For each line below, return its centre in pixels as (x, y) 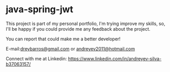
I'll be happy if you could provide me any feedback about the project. (78, 29)
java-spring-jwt (39, 9)
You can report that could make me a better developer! (63, 39)
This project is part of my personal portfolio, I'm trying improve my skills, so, (86, 23)
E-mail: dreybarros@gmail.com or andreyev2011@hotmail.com (70, 49)
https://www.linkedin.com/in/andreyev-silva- (115, 58)
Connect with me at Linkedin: (36, 58)
